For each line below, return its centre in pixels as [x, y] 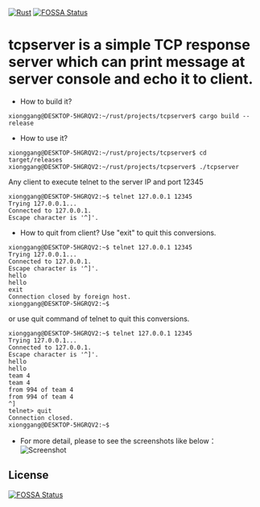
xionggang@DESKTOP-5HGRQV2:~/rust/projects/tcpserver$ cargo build [124, 116]
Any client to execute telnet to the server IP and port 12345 [106, 182]
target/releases [35, 160]
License [29, 475]
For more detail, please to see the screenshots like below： [118, 441]
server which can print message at [127, 62]
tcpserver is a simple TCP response [130, 45]
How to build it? [46, 101]
